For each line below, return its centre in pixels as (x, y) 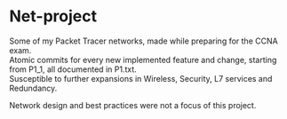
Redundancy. (33, 88)
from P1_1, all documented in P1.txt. (73, 69)
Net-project (53, 16)
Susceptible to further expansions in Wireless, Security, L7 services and (141, 78)
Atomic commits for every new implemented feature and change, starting (143, 59)
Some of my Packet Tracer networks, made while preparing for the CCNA (143, 41)
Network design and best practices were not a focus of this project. (133, 105)
